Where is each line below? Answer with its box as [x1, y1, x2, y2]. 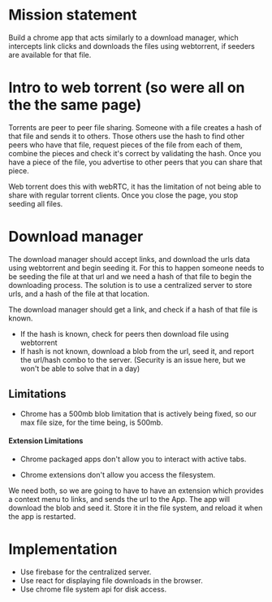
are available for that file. [8, 50, 92, 59]
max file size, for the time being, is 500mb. [19, 417, 164, 427]
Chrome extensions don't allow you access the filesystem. [19, 469, 216, 479]
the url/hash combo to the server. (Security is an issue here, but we [19, 355, 246, 364]
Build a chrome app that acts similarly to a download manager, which [8, 33, 239, 42]
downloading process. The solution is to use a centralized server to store [8, 280, 253, 290]
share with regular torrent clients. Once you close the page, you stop [8, 190, 238, 200]
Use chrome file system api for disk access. [19, 584, 167, 594]
